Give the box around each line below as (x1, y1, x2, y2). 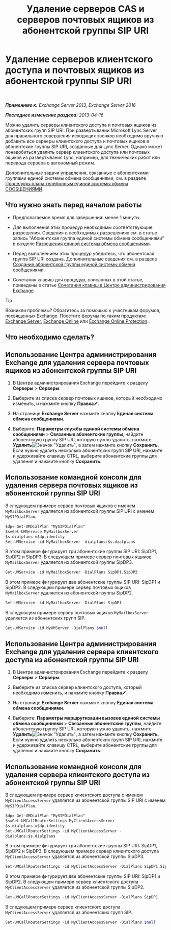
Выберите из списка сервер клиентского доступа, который (12, 684, 142, 690)
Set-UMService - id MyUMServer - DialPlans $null (5, 625, 108, 631)
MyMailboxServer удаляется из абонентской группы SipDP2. (5, 589, 133, 595)
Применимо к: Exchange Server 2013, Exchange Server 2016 (5, 102, 136, 108)
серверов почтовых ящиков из (17, 14, 154, 26)
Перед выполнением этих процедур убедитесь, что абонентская (12, 250, 154, 256)
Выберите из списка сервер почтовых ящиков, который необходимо (12, 395, 163, 401)
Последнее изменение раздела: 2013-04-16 (5, 112, 104, 118)
